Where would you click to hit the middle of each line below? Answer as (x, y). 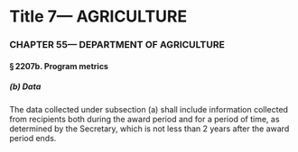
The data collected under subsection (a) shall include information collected (149, 109)
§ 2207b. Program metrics (59, 66)
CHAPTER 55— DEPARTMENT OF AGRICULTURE (117, 45)
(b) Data (25, 86)
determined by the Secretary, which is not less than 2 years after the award (149, 129)
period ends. (33, 138)
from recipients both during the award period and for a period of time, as (144, 119)
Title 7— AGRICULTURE (98, 17)
